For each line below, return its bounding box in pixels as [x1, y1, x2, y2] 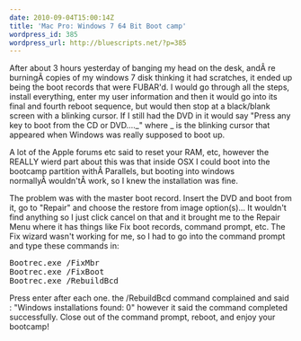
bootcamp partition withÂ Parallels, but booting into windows [9, 166, 235, 177]
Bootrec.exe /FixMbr [9, 258, 101, 268]
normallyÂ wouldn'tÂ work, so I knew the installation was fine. [9, 176, 238, 187]
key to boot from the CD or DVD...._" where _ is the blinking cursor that [9, 120, 270, 131]
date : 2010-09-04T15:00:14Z [9, 13, 115, 22]
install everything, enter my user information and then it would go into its [9, 92, 278, 102]
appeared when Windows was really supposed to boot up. [9, 129, 226, 140]
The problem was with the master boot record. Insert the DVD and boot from [9, 193, 292, 204]
